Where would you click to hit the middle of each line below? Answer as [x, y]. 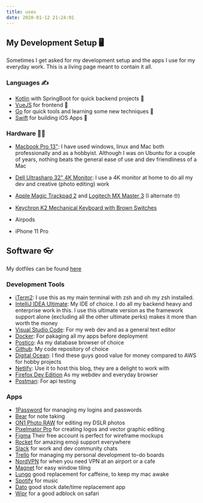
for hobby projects [38, 362]
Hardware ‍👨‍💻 [26, 133]
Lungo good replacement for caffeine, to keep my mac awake [92, 474]
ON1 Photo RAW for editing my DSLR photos [70, 423]
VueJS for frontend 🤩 [42, 105]
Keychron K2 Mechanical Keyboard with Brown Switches [86, 208]
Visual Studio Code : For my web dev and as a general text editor [95, 330]
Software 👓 [30, 251]
